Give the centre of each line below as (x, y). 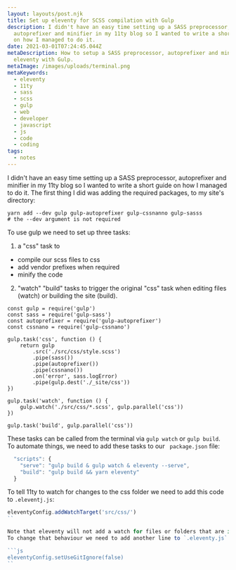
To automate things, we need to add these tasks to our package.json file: (113, 446)
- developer (31, 118)
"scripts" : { (33, 459)
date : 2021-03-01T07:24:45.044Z (54, 46)
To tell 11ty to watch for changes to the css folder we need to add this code (116, 492)
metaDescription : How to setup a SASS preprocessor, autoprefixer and (113, 53)
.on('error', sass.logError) (75, 376)
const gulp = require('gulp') (52, 308)
